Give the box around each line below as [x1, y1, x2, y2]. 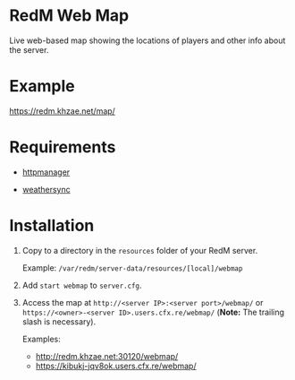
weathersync [21, 184, 71, 194]
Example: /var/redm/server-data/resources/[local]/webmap [21, 262, 243, 273]
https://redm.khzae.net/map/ [9, 105, 116, 117]
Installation [9, 216, 95, 236]
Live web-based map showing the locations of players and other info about [9, 35, 286, 46]
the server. [9, 44, 49, 55]
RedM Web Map [9, 5, 130, 26]
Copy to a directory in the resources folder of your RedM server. [21, 245, 258, 255]
